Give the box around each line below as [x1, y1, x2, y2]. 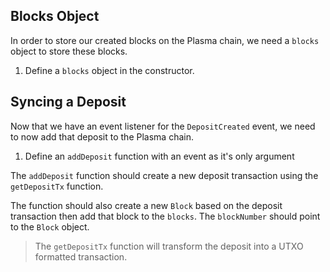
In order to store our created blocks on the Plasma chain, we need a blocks [10, 34, 320, 46]
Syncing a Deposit [10, 94, 127, 111]
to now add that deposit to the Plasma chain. [10, 130, 194, 143]
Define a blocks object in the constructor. [24, 64, 195, 76]
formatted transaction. [34, 250, 128, 263]
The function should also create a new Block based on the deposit [10, 199, 283, 211]
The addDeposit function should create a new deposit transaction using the [10, 169, 319, 181]
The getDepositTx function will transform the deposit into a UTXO [34, 240, 304, 252]
